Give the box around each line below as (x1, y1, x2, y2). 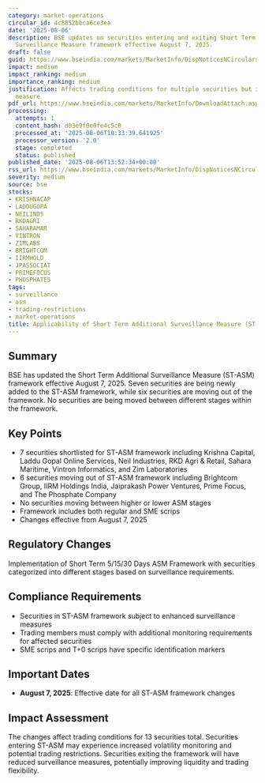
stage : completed (15, 144, 73, 152)
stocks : (8, 187, 34, 196)
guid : (8, 56, 26, 64)
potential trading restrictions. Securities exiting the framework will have (8, 749, 240, 759)
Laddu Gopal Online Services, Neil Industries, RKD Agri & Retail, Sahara (19, 456, 252, 465)
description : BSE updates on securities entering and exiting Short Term (8, 33, 256, 42)
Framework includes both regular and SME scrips (19, 506, 181, 516)
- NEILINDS (8, 210, 44, 218)
